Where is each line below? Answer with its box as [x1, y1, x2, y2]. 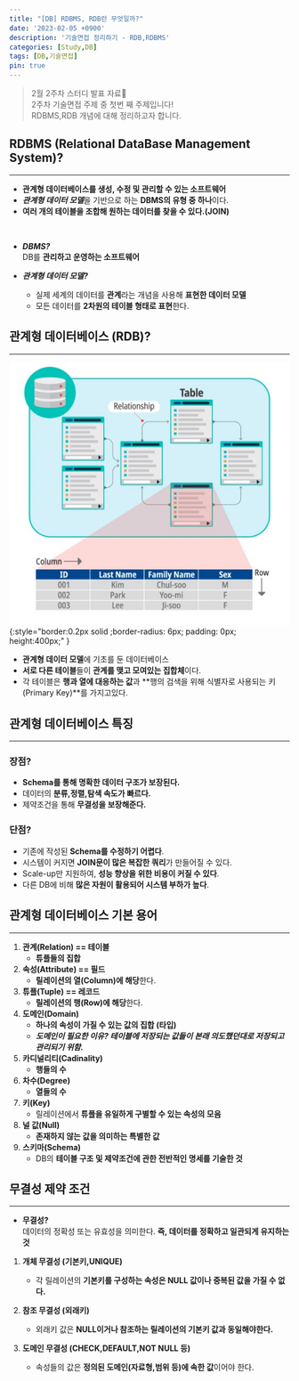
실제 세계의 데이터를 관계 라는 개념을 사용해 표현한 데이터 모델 [35, 289, 246, 300]
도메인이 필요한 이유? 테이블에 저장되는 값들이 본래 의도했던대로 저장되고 [35, 1030, 285, 1041]
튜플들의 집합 [35, 953, 82, 963]
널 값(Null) [21, 1119, 61, 1130]
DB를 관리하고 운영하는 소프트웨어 [21, 251, 140, 262]
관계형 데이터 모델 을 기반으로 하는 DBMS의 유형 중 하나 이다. [21, 194, 230, 205]
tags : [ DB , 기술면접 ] [9, 52, 78, 61]
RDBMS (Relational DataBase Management [9, 136, 251, 151]
